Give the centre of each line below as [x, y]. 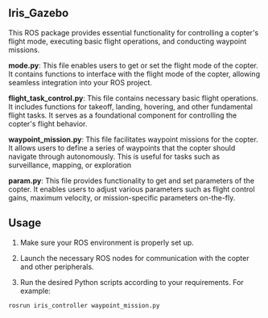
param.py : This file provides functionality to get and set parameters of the [132, 180]
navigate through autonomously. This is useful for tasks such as [114, 156]
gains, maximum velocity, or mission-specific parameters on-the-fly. [122, 197]
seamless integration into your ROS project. [80, 82]
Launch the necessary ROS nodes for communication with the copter [134, 258]
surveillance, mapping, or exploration [70, 165]
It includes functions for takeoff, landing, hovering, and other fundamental [131, 106]
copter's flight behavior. [48, 123]
